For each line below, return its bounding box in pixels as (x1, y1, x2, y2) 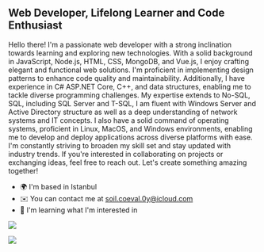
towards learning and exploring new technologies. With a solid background (8, 48, 253, 58)
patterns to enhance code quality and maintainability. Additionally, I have (8, 73, 246, 82)
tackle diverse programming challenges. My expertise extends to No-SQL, (8, 90, 251, 100)
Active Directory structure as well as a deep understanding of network (8, 107, 238, 116)
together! (8, 166, 38, 175)
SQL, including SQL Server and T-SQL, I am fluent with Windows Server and (8, 98, 256, 108)
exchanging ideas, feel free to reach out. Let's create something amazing (8, 158, 247, 167)
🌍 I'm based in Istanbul (19, 181, 98, 191)
